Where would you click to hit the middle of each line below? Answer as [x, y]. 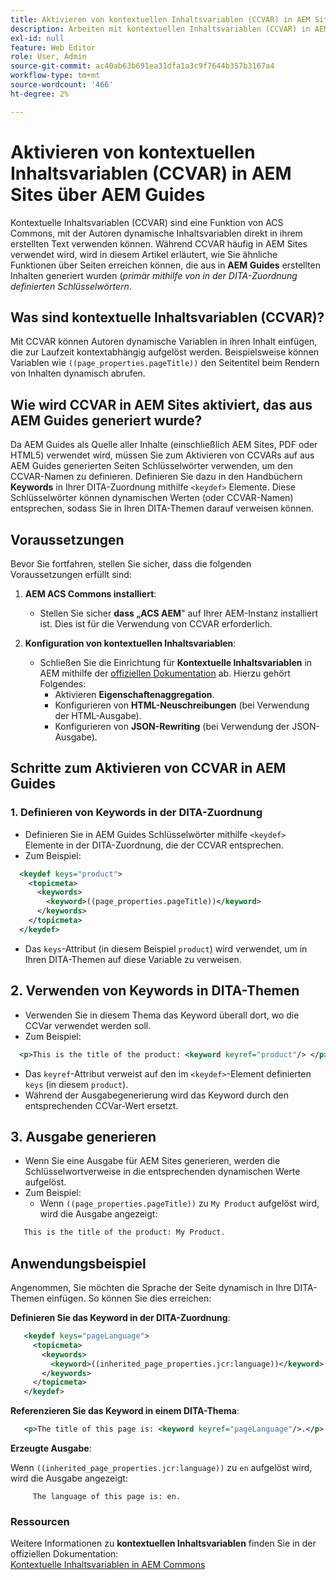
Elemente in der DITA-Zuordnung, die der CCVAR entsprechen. [154, 845]
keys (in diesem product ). [76, 1084]
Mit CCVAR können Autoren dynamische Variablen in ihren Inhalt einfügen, [164, 342]
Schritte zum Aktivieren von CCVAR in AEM [148, 768]
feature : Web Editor [53, 47]
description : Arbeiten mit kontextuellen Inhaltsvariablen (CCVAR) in [160, 29]
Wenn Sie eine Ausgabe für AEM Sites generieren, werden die [152, 1161]
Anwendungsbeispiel [78, 1263]
